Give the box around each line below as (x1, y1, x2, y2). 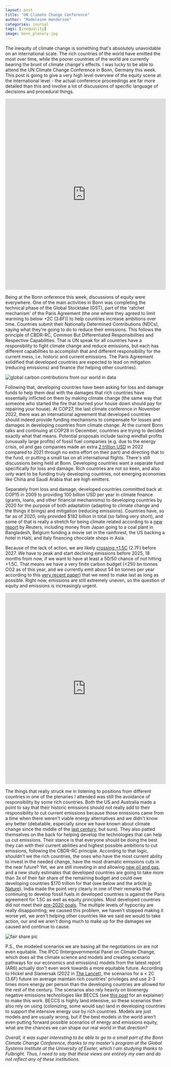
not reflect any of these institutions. (5, 1056, 80, 1062)
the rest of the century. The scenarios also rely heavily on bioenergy (5, 987, 149, 993)
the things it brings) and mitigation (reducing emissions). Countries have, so (5, 508, 164, 514)
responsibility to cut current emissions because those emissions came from (5, 810, 164, 816)
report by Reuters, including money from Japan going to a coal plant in (5, 524, 154, 530)
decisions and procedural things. (5, 89, 74, 94)
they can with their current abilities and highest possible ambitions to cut (5, 842, 158, 848)
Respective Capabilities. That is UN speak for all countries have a (5, 337, 142, 343)
